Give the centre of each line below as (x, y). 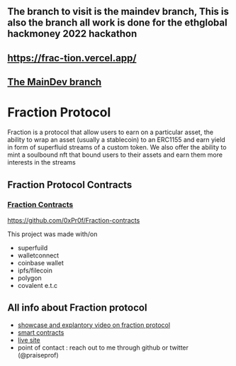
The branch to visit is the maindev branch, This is (118, 12)
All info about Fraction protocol (77, 308)
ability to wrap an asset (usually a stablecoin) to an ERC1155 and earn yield (116, 140)
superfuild (33, 248)
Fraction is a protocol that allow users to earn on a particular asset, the (111, 132)
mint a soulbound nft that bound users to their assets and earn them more (115, 155)
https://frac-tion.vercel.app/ (72, 58)
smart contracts (41, 332)
